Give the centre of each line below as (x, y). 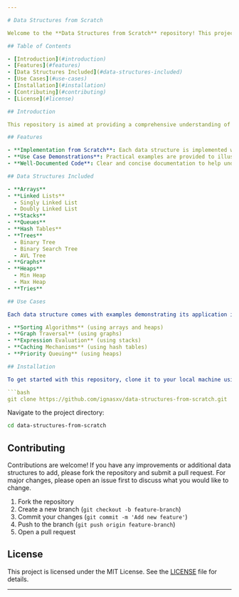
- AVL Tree (30, 255)
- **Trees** (25, 235)
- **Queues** (27, 223)
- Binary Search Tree (46, 249)
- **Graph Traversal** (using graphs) (65, 334)
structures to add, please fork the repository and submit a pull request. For (117, 473)
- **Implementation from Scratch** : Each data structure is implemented (117, 150)
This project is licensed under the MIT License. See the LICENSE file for (112, 571)
